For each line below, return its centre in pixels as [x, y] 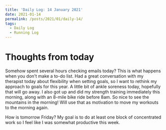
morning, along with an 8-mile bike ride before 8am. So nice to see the [77, 97]
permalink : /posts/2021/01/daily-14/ [44, 19]
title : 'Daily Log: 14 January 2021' [44, 10]
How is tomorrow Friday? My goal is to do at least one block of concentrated [83, 117]
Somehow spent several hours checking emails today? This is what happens [83, 71]
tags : [11, 23]
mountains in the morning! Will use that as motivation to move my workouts [82, 102]
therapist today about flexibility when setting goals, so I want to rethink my [81, 81]
